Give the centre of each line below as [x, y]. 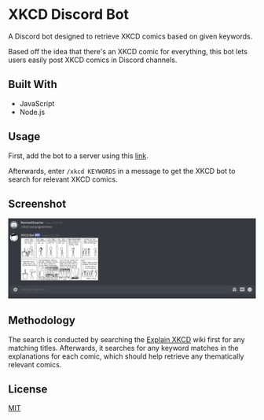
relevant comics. [35, 364]
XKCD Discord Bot [69, 15]
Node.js [32, 112]
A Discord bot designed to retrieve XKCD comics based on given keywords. [130, 36]
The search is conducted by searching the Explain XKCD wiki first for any [126, 339]
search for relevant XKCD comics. [63, 179]
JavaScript [37, 103]
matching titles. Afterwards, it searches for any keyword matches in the [123, 348]
